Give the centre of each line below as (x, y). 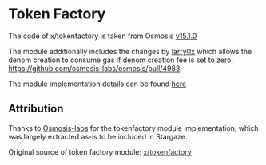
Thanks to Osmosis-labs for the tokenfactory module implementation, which (133, 128)
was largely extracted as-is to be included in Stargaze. (98, 136)
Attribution (36, 109)
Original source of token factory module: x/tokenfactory (100, 151)
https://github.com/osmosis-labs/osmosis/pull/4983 (94, 68)
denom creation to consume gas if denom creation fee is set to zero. (121, 60)
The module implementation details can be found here (97, 84)
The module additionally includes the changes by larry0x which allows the (130, 51)
